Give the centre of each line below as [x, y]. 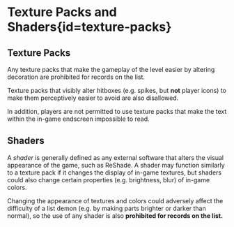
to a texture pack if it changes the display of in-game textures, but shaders [114, 173]
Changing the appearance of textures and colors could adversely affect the [115, 200]
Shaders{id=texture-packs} [89, 27]
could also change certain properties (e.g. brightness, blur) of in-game [109, 180]
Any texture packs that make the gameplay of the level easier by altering [111, 69]
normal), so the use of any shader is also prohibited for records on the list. [115, 215]
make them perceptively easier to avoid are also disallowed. [93, 98]
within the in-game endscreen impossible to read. [78, 119]
